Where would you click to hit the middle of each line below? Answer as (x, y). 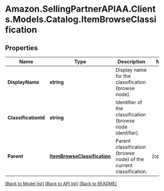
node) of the (130, 159)
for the (123, 76)
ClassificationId (26, 118)
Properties (21, 48)
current (124, 165)
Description (131, 61)
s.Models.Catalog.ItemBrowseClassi (81, 19)
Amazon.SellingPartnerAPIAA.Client (81, 9)
